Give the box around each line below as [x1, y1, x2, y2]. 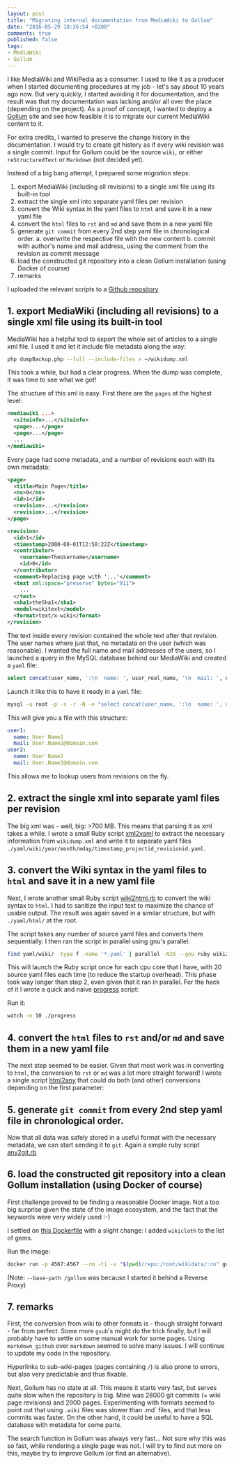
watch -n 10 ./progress [7, 1013, 77, 1020]
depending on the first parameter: [7, 1084, 104, 1092]
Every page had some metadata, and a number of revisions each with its [7, 455, 215, 463]
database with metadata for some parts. [7, 1421, 122, 1429]
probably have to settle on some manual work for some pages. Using [7, 1334, 205, 1342]
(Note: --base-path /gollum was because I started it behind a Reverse [7, 1273, 208, 1282]
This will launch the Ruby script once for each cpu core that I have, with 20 [7, 963, 222, 971]
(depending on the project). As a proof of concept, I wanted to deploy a [7, 104, 212, 113]
